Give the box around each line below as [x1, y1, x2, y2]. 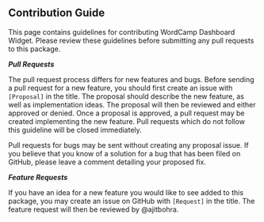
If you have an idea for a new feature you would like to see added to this [8, 187, 244, 197]
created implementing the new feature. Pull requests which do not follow [8, 116, 246, 126]
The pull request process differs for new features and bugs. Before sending [8, 74, 255, 84]
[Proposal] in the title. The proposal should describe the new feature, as [8, 91, 244, 101]
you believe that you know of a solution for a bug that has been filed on [8, 149, 241, 158]
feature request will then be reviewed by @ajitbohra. [8, 205, 179, 214]
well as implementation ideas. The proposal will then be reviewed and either [8, 100, 256, 109]
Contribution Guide [8, 6, 105, 20]
